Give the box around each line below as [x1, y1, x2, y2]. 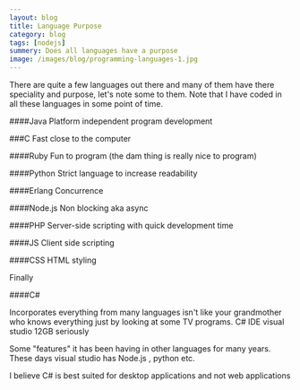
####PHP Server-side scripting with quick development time [9, 221, 234, 230]
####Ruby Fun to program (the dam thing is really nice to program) [9, 151, 257, 161]
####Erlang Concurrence [9, 186, 104, 195]
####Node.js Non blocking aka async [9, 203, 150, 213]
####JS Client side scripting [9, 238, 115, 247]
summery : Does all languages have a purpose [9, 47, 178, 56]
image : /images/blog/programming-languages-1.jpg [9, 55, 199, 64]
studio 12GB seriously [9, 326, 90, 336]
